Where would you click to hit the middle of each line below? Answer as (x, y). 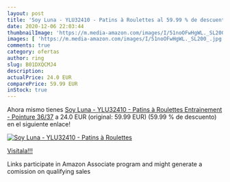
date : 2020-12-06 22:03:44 (46, 26)
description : (26, 71)
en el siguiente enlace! (39, 124)
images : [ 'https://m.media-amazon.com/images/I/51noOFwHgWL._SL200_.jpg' (116, 39)
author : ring (26, 58)
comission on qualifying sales (49, 172)
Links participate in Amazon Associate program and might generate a (105, 164)
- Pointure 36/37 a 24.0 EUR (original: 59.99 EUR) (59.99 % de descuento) (112, 117)
